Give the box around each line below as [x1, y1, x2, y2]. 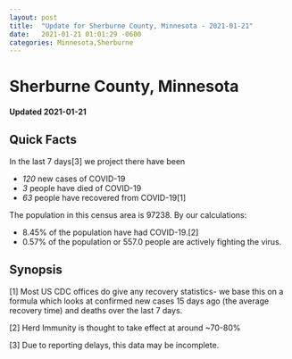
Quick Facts [9, 132, 78, 147]
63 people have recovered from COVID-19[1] [21, 192, 187, 203]
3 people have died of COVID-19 [21, 182, 142, 193]
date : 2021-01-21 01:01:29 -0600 [9, 29, 142, 38]
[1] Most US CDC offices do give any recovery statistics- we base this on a [9, 286, 284, 296]
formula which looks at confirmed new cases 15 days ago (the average [9, 296, 270, 306]
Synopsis [9, 263, 63, 278]
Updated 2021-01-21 [9, 106, 87, 117]
